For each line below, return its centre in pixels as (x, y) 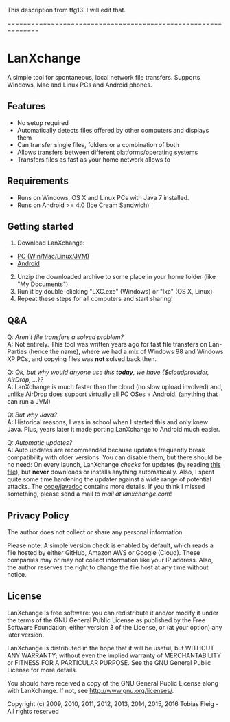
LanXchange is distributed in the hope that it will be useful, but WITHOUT (111, 648)
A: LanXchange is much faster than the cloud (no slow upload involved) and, (115, 387)
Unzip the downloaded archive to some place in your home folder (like (116, 277)
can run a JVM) (29, 402)
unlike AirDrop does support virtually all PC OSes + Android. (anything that (113, 394)
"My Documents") (43, 284)
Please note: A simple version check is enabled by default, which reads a (111, 545)
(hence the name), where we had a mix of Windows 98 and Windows (126, 352)
